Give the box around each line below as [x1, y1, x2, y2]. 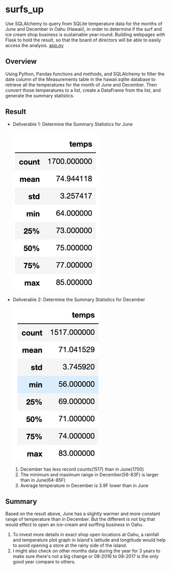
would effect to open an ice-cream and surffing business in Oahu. [5, 521, 144, 528]
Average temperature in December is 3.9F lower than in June [20, 482, 149, 489]
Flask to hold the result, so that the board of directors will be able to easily [5, 37, 161, 43]
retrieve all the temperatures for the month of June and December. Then [5, 81, 157, 88]
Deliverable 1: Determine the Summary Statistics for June [12, 121, 133, 127]
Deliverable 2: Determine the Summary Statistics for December [12, 296, 145, 303]
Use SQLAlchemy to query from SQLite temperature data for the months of [5, 20, 162, 27]
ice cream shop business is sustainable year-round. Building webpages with [5, 31, 165, 37]
